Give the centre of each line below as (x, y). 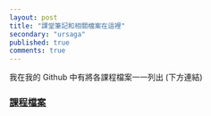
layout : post (34, 17)
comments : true (38, 51)
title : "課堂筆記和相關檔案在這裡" (68, 26)
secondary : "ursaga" (48, 34)
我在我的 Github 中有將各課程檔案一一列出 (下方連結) (106, 78)
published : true (39, 42)
